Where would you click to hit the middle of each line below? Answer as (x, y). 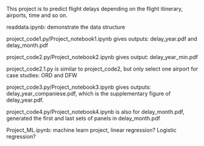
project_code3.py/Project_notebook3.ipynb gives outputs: (79, 87)
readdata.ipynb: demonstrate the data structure (66, 27)
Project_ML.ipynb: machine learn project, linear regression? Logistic (91, 130)
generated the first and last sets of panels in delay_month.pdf (83, 118)
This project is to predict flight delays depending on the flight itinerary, (95, 9)
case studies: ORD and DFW (42, 75)
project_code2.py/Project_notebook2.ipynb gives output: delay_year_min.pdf (102, 57)
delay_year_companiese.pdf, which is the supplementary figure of (89, 93)
